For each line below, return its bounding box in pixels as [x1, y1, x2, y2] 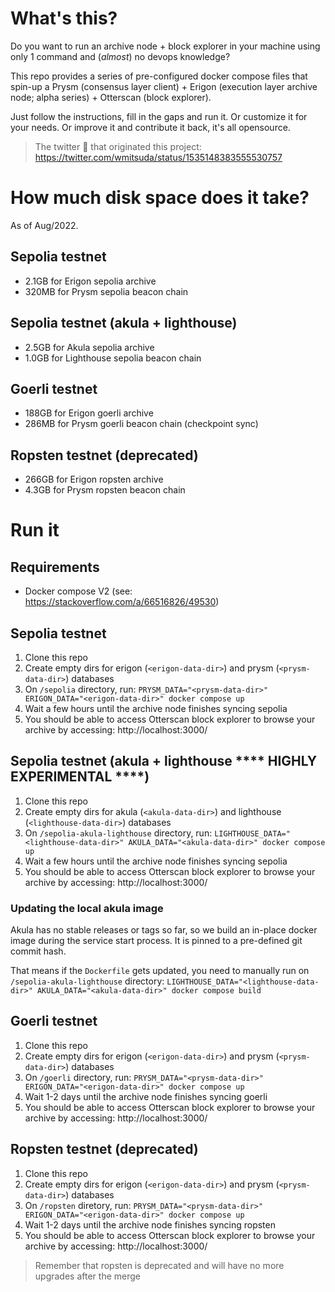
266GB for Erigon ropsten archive [24, 473, 164, 486]
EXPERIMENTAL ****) [10, 768, 150, 786]
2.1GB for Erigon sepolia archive [24, 275, 157, 287]
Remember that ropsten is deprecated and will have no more [34, 1259, 285, 1271]
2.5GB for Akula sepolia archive [24, 341, 155, 353]
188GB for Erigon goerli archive [24, 407, 154, 419]
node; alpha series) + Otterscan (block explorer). [10, 91, 212, 103]
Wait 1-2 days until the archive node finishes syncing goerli [24, 1090, 268, 1102]
